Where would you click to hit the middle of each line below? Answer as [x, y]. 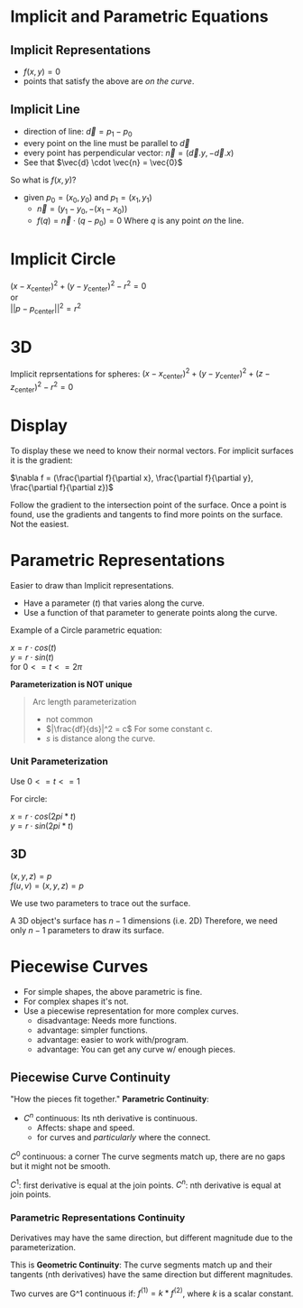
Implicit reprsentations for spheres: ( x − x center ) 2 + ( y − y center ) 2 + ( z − [140, 374]
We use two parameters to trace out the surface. [101, 903]
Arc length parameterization [84, 701]
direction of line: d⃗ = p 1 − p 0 [78, 132]
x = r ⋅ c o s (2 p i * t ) [43, 816]
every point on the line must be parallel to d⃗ [106, 143]
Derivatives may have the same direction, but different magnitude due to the [152, 1238]
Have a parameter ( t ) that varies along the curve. [114, 603]
